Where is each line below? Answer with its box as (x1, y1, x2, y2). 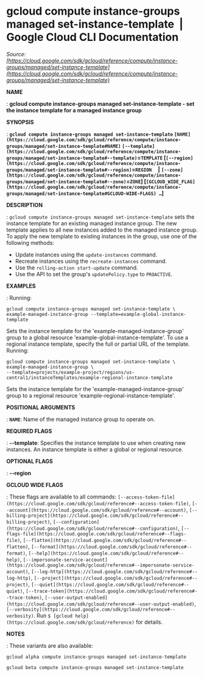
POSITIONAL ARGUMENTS (6, 403, 76, 411)
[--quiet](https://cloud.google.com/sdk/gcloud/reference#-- (31, 582, 190, 588)
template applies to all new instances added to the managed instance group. (6, 226, 198, 233)
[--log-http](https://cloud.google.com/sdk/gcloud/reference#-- (31, 568, 198, 575)
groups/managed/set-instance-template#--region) (6, 167, 132, 173)
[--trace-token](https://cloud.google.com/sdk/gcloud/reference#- (25, 588, 198, 594)
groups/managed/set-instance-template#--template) (6, 155, 138, 161)
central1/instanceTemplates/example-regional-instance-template (6, 375, 173, 381)
